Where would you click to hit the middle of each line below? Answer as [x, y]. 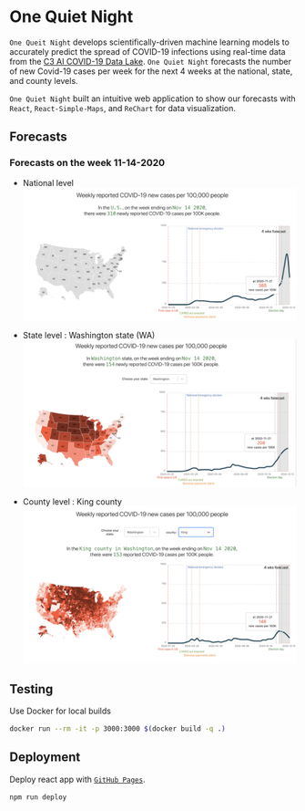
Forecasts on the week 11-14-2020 [87, 163]
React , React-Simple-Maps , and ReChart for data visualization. [123, 108]
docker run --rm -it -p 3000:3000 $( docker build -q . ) [117, 729]
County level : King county [72, 501]
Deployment [45, 758]
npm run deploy [38, 797]
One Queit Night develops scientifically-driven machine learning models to [149, 42]
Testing [31, 689]
